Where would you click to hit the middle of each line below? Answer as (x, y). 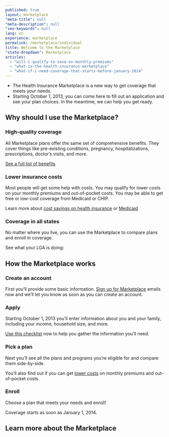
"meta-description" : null (32, 24)
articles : (16, 57)
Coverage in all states (32, 221)
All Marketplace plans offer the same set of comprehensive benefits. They (82, 143)
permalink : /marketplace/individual (44, 43)
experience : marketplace (31, 38)
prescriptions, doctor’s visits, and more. (46, 154)
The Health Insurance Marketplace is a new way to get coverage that (84, 86)
